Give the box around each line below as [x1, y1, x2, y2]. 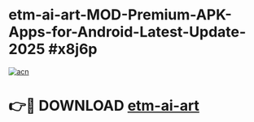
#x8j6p [48, 40, 98, 58]
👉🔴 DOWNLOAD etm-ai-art [8, 97, 199, 115]
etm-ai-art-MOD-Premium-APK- [8, 6, 232, 24]
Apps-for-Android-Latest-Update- [8, 23, 247, 41]
